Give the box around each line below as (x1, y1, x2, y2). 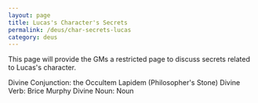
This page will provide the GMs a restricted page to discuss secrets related (8, 55, 251, 64)
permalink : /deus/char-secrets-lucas (8, 26, 132, 34)
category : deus (8, 33, 58, 41)
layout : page (8, 11, 51, 20)
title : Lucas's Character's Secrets (8, 19, 128, 27)
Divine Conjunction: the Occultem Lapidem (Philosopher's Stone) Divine (8, 78, 241, 87)
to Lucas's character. (8, 63, 77, 73)
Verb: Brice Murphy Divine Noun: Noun (8, 87, 135, 96)
